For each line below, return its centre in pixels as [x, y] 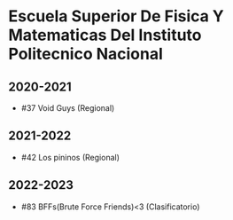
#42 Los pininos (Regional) [70, 157]
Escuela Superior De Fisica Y [116, 16]
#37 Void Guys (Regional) [68, 108]
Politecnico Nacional [85, 54]
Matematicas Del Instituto [105, 35]
